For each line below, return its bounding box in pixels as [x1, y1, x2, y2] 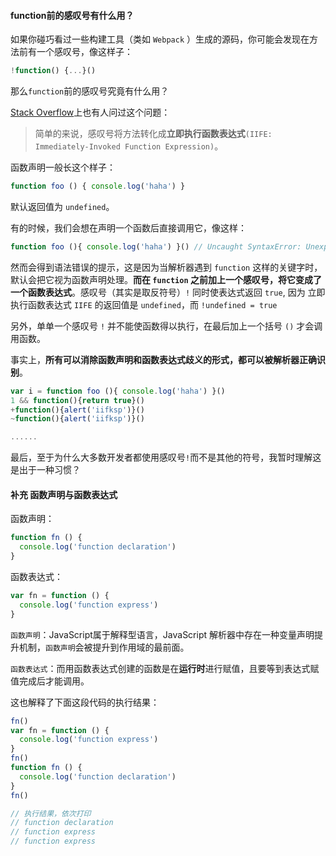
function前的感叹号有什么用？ [10, 9, 135, 21]
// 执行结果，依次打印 [10, 808, 92, 819]
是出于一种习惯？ [10, 464, 81, 476]
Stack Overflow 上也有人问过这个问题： [10, 106, 171, 119]
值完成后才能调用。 [10, 675, 90, 687]
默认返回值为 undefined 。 [10, 200, 115, 212]
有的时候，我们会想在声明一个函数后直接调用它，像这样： [10, 221, 247, 234]
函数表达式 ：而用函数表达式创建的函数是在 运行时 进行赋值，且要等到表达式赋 [10, 662, 320, 674]
